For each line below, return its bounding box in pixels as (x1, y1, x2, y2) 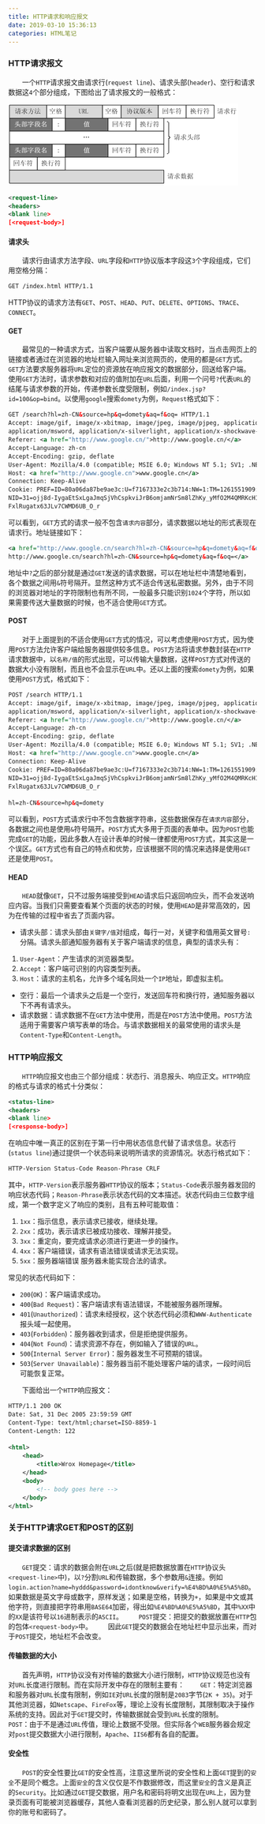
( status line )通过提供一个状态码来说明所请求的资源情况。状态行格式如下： (8, 1148, 252, 1158)
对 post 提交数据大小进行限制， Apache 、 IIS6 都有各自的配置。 (8, 1729, 203, 1739)
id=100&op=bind (8, 396, 58, 403)
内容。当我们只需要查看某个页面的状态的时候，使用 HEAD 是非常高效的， (14, 901, 244, 910)
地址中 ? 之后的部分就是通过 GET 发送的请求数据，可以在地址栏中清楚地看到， (8, 568, 251, 577)
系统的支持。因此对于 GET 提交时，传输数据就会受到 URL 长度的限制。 (8, 1710, 223, 1719)
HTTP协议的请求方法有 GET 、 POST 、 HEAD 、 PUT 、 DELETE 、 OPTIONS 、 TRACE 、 (8, 298, 244, 307)
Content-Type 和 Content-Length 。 (19, 1030, 126, 1040)
